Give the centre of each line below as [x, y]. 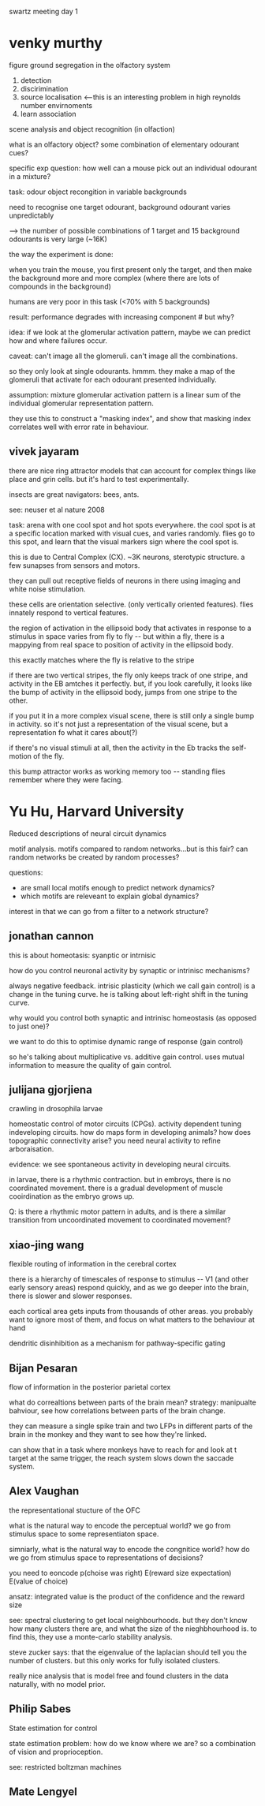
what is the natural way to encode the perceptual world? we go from [120, 1525]
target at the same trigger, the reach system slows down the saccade [121, 1457]
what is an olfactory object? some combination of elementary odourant [124, 144]
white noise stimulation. [47, 589]
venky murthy [56, 43]
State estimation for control [53, 1728]
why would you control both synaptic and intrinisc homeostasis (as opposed [133, 1017]
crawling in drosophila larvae [56, 1109]
